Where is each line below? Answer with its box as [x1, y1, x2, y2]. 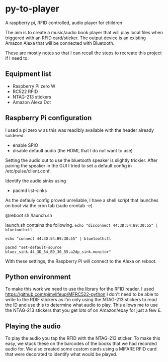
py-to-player [5, 3, 59, 15]
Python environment [5, 273, 71, 281]
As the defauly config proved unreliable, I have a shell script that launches [5, 197, 159, 203]
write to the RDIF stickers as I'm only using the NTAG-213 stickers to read [5, 297, 157, 303]
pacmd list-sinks [12, 187, 47, 194]
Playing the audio [5, 322, 61, 330]
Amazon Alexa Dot [12, 99, 51, 105]
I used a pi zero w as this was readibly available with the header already [5, 127, 154, 133]
